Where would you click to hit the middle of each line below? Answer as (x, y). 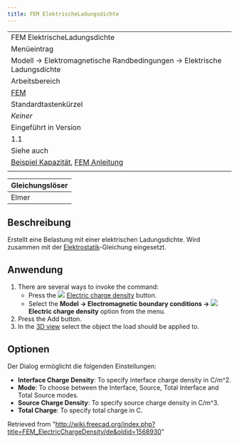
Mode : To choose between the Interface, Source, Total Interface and (118, 388)
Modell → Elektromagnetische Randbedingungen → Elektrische (116, 60)
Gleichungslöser (39, 185)
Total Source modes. (48, 395)
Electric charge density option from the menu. (97, 312)
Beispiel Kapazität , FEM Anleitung (67, 162)
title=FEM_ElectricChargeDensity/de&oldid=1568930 (85, 432)
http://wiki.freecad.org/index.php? (105, 424)
